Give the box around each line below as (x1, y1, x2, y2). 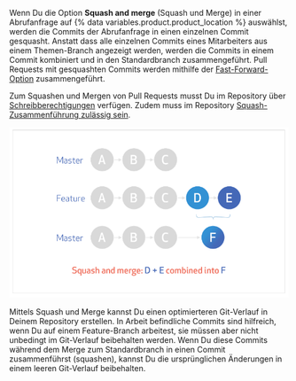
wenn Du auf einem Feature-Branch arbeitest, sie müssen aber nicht (9, 325, 259, 336)
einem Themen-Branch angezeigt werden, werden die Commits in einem (9, 45, 275, 56)
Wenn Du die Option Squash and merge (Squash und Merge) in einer (9, 8, 262, 18)
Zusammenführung (9, 110, 80, 120)
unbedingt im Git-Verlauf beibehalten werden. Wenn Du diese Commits (9, 334, 269, 345)
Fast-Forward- (215, 64, 269, 74)
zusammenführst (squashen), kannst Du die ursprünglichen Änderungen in (9, 354, 283, 364)
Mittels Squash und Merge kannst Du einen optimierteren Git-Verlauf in (9, 306, 269, 317)
